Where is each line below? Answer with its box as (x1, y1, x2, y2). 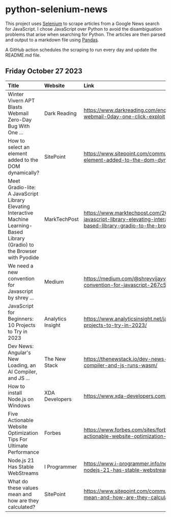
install (8, 389, 22, 396)
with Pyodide (8, 254, 39, 261)
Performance (8, 448, 39, 455)
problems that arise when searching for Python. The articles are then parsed (5, 31, 165, 37)
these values (8, 484, 39, 491)
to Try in (8, 328, 28, 335)
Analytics (44, 315, 67, 322)
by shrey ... (8, 294, 34, 301)
